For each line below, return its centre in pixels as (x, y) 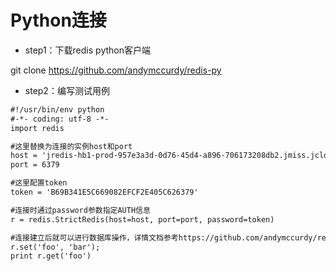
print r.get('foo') (51, 256)
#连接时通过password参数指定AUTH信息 (80, 210)
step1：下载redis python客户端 (87, 50)
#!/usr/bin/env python (57, 109)
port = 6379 (35, 165)
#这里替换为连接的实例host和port (71, 146)
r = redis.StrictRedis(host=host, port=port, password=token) (142, 219)
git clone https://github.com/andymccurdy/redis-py (116, 70)
